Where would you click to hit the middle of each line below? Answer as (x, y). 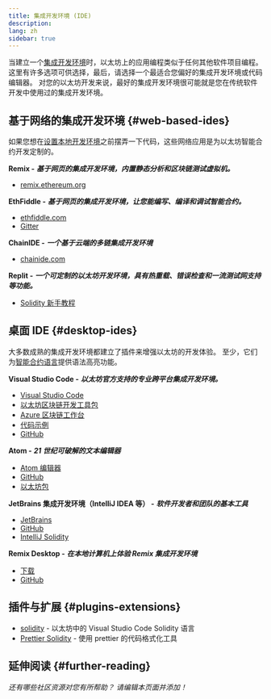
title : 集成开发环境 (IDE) (50, 16)
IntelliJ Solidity (44, 537)
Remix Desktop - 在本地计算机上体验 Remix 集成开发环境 (103, 553)
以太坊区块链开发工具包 (59, 404)
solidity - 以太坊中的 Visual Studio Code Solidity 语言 (107, 628)
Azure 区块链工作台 (52, 414)
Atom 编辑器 (41, 467)
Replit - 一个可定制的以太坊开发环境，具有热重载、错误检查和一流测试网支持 (135, 276)
